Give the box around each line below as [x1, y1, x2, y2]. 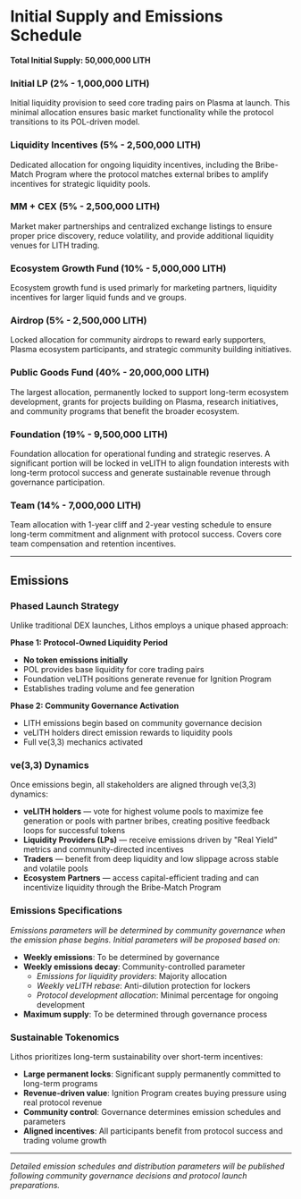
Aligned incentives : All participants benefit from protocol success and [22, 1125, 284, 1136]
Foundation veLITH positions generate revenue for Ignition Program [22, 673, 272, 684]
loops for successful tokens [22, 825, 126, 836]
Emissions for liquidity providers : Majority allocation [36, 970, 227, 981]
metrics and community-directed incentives [22, 844, 184, 855]
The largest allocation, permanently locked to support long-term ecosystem [10, 386, 289, 397]
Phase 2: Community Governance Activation [10, 700, 180, 711]
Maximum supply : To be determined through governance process [22, 1009, 268, 1019]
